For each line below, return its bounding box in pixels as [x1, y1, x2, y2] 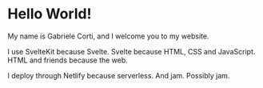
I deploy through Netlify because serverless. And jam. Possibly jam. [7, 70, 230, 80]
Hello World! [7, 5, 92, 23]
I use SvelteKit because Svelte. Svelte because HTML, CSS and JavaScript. [7, 46, 256, 56]
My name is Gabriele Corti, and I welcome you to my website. [7, 31, 209, 41]
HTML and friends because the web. [7, 55, 129, 65]
